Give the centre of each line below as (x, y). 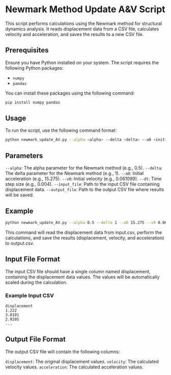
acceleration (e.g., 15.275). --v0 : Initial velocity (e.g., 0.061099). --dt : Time (83, 179)
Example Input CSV (30, 295)
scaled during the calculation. (36, 282)
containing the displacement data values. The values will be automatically (82, 277)
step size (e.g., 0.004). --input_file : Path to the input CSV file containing (82, 184)
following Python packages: (34, 68)
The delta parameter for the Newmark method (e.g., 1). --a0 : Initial (75, 174)
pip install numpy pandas (33, 102)
